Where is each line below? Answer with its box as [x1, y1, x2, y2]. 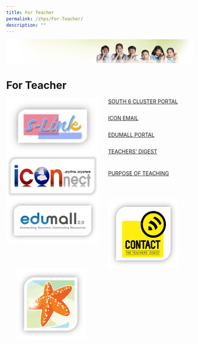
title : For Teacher [6, 9, 55, 15]
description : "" [6, 22, 46, 28]
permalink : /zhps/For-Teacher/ [6, 15, 84, 22]
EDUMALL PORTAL [108, 131, 155, 139]
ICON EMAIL [108, 114, 139, 122]
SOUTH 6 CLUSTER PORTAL [108, 98, 178, 105]
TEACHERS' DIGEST [108, 148, 158, 155]
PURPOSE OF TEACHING [108, 170, 170, 177]
